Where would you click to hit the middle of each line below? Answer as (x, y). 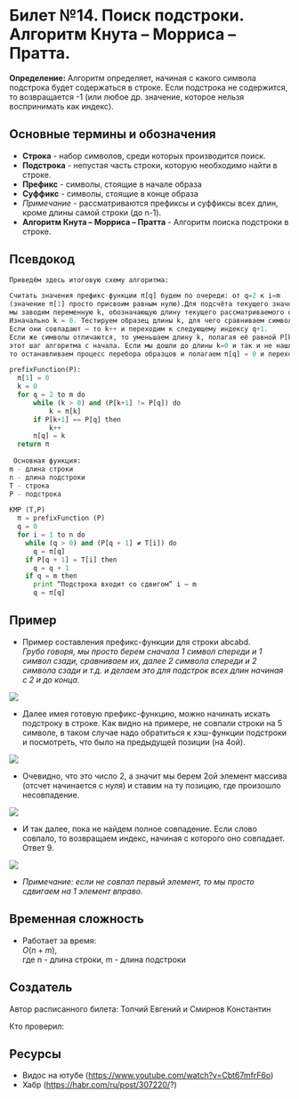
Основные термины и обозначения (113, 134)
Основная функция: (47, 461)
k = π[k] (65, 411)
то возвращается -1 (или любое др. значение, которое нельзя (127, 97)
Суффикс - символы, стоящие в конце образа (110, 193)
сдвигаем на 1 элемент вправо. (82, 891)
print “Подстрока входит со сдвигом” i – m (115, 585)
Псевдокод (42, 259)
